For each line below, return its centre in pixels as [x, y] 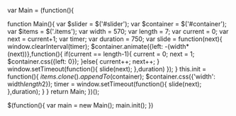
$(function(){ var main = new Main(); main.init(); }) [80, 105]
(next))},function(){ [35, 54]
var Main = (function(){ [41, 10]
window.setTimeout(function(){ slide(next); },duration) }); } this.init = [107, 69]
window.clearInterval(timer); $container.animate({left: [85, 46]
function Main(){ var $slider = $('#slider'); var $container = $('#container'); [117, 24]
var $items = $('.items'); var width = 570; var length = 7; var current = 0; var [118, 31]
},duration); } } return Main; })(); [54, 92]
